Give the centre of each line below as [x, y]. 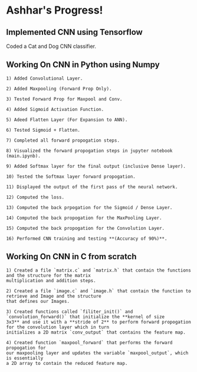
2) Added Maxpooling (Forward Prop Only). [59, 89]
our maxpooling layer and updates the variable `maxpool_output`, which [97, 353]
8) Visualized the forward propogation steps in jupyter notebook [89, 151]
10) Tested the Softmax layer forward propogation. [71, 177]
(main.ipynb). [24, 156]
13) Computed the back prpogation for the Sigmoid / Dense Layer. [89, 207]
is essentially [25, 358]
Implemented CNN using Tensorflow [74, 32]
